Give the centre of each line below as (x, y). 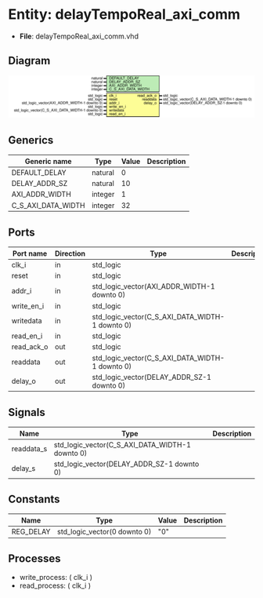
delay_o (24, 381)
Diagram (29, 61)
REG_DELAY (31, 532)
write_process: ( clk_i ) (56, 578)
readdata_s (29, 449)
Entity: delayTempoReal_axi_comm (124, 15)
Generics (31, 140)
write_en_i (28, 306)
